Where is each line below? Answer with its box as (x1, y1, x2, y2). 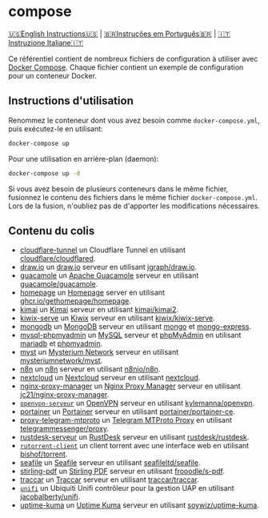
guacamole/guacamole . (19, 279, 98, 289)
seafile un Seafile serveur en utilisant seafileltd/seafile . (19, 458, 201, 468)
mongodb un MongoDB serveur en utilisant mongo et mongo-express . (19, 322, 252, 331)
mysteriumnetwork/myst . (19, 355, 103, 366)
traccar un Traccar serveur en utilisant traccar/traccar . (19, 475, 200, 484)
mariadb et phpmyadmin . (19, 339, 103, 348)
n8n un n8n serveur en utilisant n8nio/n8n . (19, 364, 161, 374)
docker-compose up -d (8, 169, 81, 178)
